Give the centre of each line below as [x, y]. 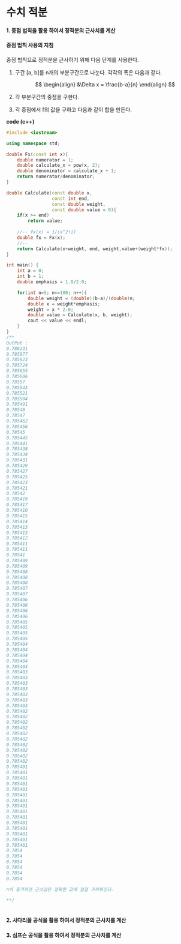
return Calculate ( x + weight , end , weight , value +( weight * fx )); [95, 249]
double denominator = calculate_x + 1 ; [67, 171]
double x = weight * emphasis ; [64, 304]
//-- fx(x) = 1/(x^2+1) [47, 232]
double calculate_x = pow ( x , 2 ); [59, 166]
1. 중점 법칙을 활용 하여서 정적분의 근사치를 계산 [61, 30]
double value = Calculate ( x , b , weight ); [80, 315]
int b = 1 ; [31, 277]
